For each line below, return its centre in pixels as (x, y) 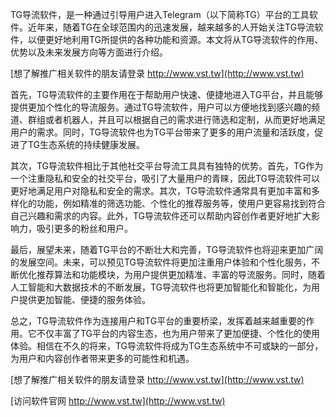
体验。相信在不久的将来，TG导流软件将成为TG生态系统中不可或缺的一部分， (167, 346)
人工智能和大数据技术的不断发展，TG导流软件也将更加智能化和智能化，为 (161, 287)
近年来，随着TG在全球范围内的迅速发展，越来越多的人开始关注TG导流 (171, 27)
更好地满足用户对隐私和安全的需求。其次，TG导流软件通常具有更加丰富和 (161, 191)
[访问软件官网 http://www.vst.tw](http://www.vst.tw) (118, 401)
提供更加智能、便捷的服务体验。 (84, 299)
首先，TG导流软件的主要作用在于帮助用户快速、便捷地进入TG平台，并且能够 (167, 94)
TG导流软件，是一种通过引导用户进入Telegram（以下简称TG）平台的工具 (160, 14)
